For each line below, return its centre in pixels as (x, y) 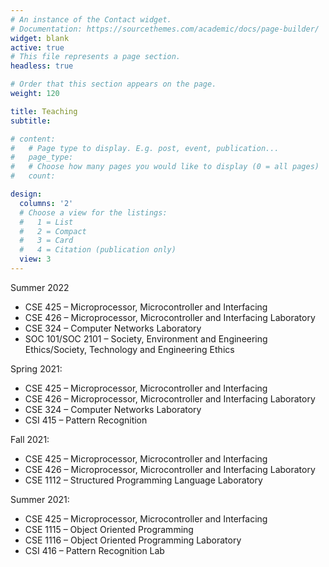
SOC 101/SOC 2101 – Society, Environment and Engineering (146, 338)
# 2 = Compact (53, 231)
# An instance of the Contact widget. (91, 19)
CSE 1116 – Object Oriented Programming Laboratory (133, 540)
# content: (33, 139)
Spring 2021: (36, 368)
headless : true (42, 66)
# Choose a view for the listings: (93, 212)
